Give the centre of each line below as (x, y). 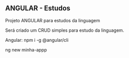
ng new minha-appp (26, 49)
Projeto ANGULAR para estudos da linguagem (53, 20)
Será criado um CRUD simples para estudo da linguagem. (65, 30)
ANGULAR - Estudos (38, 8)
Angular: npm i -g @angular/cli (37, 40)
